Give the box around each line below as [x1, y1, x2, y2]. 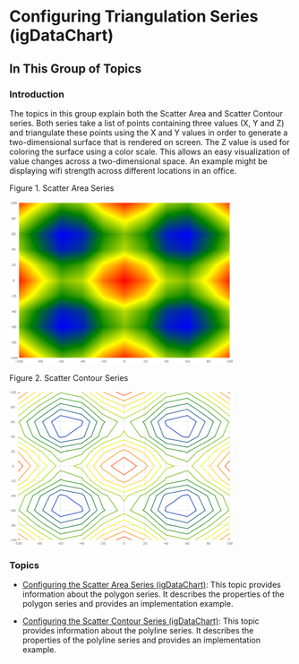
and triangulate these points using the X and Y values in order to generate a [9, 127, 288, 138]
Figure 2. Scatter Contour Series [9, 372, 129, 383]
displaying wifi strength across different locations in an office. [9, 165, 237, 176]
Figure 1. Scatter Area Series [9, 182, 115, 194]
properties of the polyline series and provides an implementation [21, 634, 261, 646]
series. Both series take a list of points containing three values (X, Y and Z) [9, 117, 285, 128]
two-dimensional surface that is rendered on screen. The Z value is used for [9, 136, 290, 147]
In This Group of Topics [9, 61, 141, 76]
